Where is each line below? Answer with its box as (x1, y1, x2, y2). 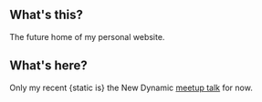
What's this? (9, 7, 84, 23)
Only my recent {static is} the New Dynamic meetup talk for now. (9, 82, 253, 93)
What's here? (9, 58, 89, 74)
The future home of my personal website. (9, 31, 165, 42)
